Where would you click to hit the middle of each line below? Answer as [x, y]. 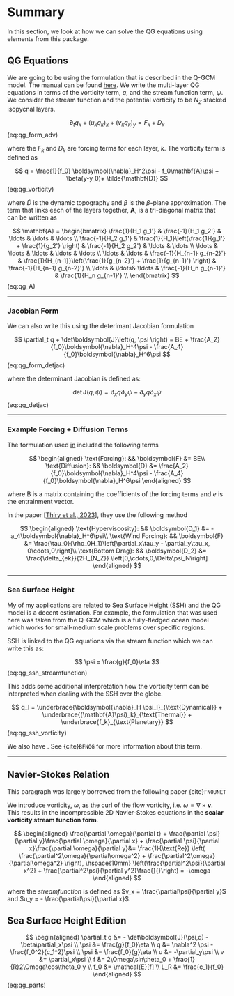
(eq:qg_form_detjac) [36, 365]
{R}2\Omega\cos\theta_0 [46, 967]
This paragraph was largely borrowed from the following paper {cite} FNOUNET [117, 791]
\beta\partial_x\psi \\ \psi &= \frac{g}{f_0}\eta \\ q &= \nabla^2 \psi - [117, 944]
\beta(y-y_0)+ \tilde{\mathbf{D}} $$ [117, 178]
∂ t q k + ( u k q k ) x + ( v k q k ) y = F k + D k [117, 123]
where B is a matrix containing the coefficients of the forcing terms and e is [115, 494]
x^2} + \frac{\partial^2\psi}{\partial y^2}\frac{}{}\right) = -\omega [117, 870]
